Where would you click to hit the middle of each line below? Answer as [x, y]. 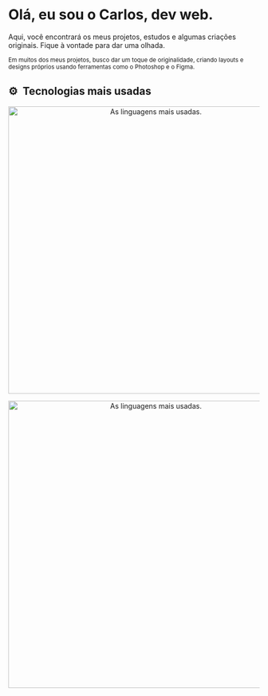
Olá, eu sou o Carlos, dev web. [111, 15]
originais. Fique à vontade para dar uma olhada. [87, 45]
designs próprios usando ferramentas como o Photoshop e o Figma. [102, 67]
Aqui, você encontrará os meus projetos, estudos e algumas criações [122, 37]
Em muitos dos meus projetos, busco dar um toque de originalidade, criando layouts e [126, 60]
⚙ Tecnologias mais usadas [80, 91]
